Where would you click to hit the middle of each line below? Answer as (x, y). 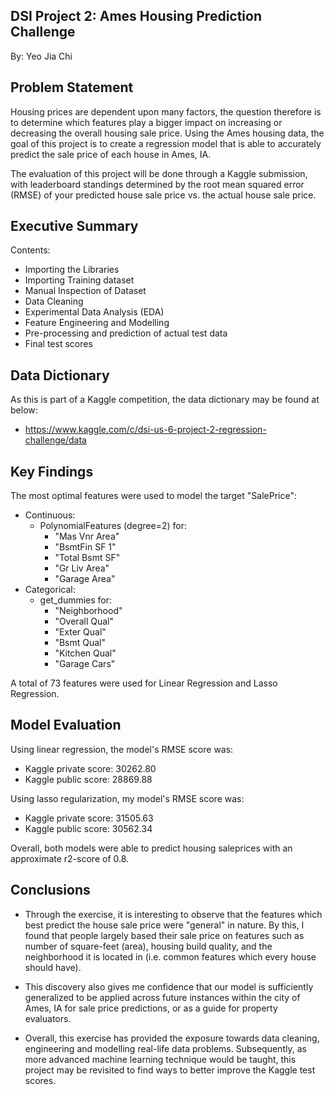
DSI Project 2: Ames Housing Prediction (136, 16)
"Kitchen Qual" (85, 653)
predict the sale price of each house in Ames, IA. (111, 154)
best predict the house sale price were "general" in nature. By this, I (164, 925)
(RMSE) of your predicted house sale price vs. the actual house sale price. (163, 195)
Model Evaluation (66, 725)
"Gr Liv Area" (82, 568)
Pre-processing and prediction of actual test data (126, 333)
